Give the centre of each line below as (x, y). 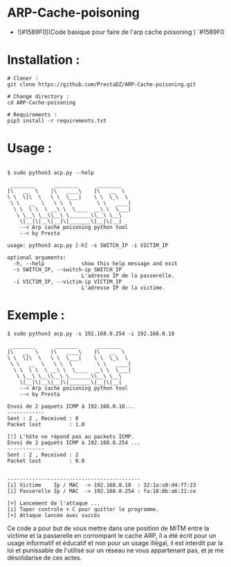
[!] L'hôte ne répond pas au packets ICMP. (71, 436)
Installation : (44, 60)
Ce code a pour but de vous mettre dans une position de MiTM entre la (108, 528)
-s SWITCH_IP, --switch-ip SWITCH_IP (68, 269)
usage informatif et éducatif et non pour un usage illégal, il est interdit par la (115, 543)
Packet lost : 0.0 (46, 461)
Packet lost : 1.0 (46, 424)
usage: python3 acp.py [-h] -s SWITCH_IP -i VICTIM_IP (88, 245)
